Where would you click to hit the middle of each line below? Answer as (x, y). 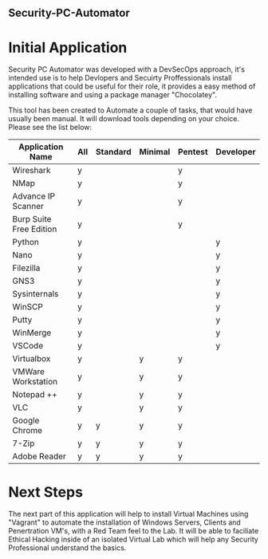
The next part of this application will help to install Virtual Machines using (128, 514)
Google (26, 420)
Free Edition (35, 229)
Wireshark (32, 171)
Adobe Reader (39, 456)
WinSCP (28, 307)
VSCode (28, 346)
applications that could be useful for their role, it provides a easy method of (132, 86)
